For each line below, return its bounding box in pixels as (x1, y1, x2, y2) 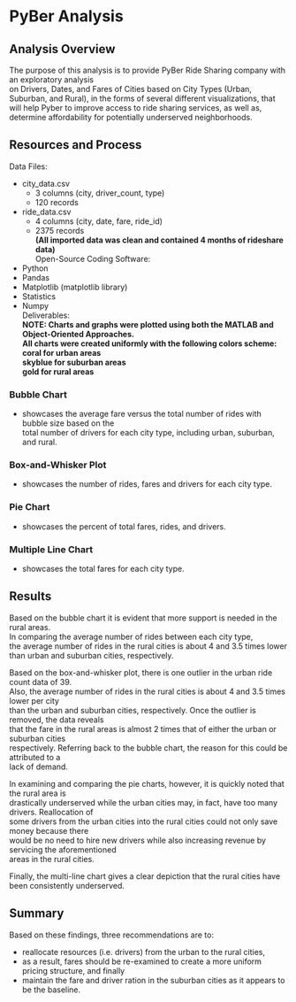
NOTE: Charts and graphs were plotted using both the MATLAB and (21, 319, 274, 329)
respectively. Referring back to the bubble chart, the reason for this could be (9, 742, 288, 753)
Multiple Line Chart (9, 543, 94, 555)
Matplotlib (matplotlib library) (21, 281, 128, 292)
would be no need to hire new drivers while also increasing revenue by (9, 835, 267, 845)
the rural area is (9, 788, 66, 798)
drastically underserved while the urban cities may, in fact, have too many (9, 797, 278, 807)
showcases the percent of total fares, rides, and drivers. (21, 520, 227, 532)
